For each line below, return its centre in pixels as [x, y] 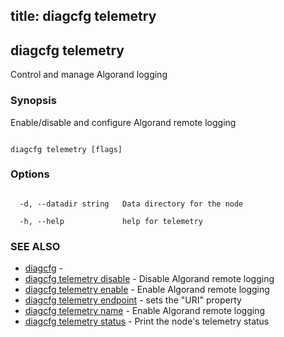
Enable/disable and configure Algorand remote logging [123, 122]
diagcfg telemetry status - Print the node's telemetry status [147, 321]
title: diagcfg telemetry [83, 16]
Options [30, 174]
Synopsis [33, 101]
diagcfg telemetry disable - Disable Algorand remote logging [149, 279]
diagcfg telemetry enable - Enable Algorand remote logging [147, 290]
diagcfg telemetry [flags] [66, 149]
